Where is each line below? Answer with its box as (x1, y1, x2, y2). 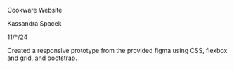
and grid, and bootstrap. (7, 54, 77, 62)
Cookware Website (7, 6, 63, 14)
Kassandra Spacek (7, 20, 62, 27)
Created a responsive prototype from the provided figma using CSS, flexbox (7, 47, 228, 54)
